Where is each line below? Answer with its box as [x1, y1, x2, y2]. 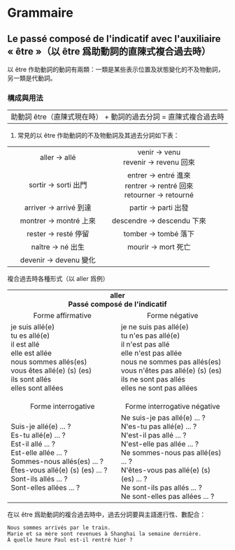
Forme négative [146, 311, 199, 321]
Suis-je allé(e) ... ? [10, 421, 71, 431]
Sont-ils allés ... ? [10, 474, 68, 484]
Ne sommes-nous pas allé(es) [121, 448, 222, 458]
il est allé [10, 340, 40, 349]
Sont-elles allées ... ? [10, 483, 80, 493]
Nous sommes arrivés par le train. [7, 524, 111, 532]
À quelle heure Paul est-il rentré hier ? [7, 537, 133, 544]
